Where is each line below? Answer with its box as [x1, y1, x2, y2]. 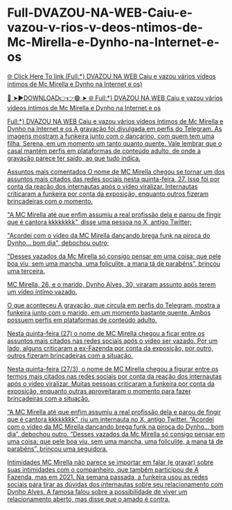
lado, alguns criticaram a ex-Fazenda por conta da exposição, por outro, [7, 343, 213, 352]
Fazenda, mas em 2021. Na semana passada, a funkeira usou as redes [7, 473, 208, 481]
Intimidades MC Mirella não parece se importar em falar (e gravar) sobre [7, 458, 214, 466]
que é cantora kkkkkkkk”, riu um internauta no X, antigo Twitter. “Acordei [7, 415, 215, 423]
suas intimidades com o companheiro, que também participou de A [7, 465, 199, 473]
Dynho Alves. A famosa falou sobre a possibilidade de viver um [7, 487, 188, 495]
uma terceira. [7, 266, 45, 275]
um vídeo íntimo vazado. [7, 287, 78, 296]
